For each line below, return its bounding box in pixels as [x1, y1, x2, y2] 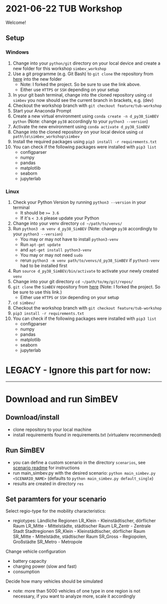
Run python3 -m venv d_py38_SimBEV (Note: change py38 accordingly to [12, 225, 158, 231]
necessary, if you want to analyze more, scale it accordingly [12, 593, 136, 600]
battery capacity [12, 558, 47, 564]
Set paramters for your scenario [5, 495, 107, 503]
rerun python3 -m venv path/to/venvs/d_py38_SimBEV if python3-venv [20, 257, 160, 263]
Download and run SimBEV [5, 394, 118, 405]
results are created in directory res [12, 481, 84, 487]
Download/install [5, 413, 59, 422]
